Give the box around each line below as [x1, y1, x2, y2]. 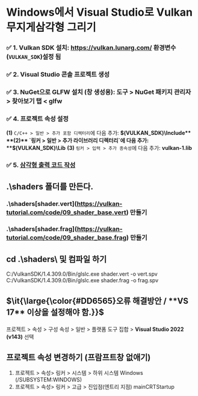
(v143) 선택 [6, 333, 34, 340]
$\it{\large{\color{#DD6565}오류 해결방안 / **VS [6, 295, 188, 306]
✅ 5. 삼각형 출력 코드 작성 [6, 161, 76, 169]
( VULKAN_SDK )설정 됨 [6, 52, 61, 61]
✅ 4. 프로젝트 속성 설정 [6, 114, 69, 123]
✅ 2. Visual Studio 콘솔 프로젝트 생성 [6, 70, 110, 79]
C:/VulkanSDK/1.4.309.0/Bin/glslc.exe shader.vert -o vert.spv [6, 270, 158, 277]
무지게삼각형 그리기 [6, 20, 96, 34]
